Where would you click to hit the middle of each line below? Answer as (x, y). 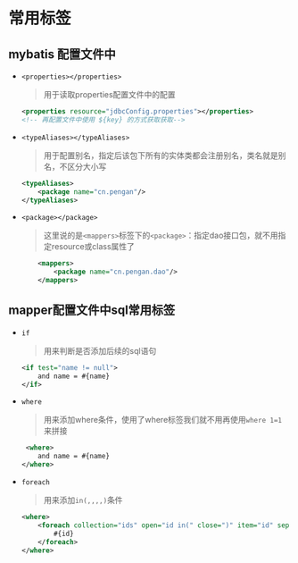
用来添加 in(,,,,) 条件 (83, 500)
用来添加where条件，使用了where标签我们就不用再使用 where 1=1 (163, 420)
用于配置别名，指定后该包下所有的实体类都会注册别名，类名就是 (161, 155)
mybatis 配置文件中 (62, 54)
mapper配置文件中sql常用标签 (92, 311)
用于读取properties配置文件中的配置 (109, 94)
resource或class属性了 (93, 247)
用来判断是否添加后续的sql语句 (100, 350)
